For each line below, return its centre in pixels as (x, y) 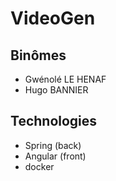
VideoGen (53, 18)
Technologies (54, 121)
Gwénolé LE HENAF (65, 79)
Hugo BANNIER (56, 90)
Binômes (38, 55)
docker (39, 166)
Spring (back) (53, 145)
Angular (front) (55, 156)
